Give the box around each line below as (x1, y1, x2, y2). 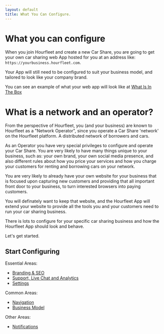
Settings (12, 280, 29, 286)
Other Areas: (5, 314, 31, 320)
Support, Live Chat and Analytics (12, 275, 79, 281)
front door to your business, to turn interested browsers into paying (5, 183, 141, 189)
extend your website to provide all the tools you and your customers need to (5, 204, 159, 210)
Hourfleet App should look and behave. (5, 223, 84, 229)
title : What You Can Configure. (5, 12, 71, 17)
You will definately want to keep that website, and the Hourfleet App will (5, 198, 150, 204)
